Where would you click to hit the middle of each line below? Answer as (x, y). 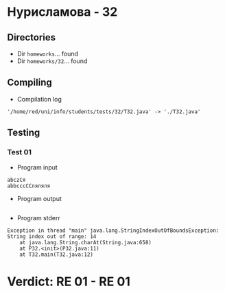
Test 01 (20, 152)
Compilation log (39, 99)
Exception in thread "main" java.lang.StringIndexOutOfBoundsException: (113, 231)
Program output (39, 198)
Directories (32, 37)
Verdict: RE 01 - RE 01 (69, 281)
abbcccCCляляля (29, 186)
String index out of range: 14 (52, 236)
